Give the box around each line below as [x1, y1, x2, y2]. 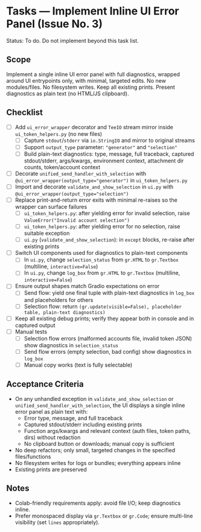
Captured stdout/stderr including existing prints [24, 421, 142, 428]
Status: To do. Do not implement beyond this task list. [6, 37, 139, 44]
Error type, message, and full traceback [24, 414, 123, 421]
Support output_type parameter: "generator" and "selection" [24, 143, 178, 150]
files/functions [14, 453, 51, 460]
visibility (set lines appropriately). [14, 518, 100, 526]
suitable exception [24, 229, 70, 237]
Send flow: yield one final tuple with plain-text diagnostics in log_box [24, 289, 195, 296]
